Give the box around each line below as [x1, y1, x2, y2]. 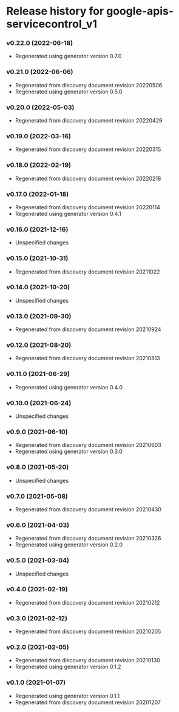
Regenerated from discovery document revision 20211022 [15, 268, 160, 275]
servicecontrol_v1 [6, 17, 98, 31]
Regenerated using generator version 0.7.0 [15, 53, 122, 60]
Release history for [6, 4, 104, 18]
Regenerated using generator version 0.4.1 [15, 210, 121, 217]
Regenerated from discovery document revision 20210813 [15, 355, 160, 362]
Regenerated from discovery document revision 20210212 [15, 599, 160, 606]
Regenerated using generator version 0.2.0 [15, 541, 123, 548]
